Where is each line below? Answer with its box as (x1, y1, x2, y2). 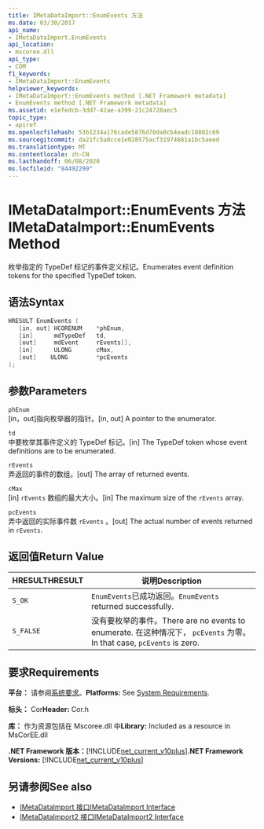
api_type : (8, 56, 41, 64)
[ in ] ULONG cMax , (18, 347, 114, 354)
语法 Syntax (8, 295, 64, 309)
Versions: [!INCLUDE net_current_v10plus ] (8, 755, 144, 765)
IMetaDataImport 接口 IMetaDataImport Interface (19, 802, 176, 812)
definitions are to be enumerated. (8, 446, 116, 456)
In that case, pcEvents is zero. (91, 637, 200, 648)
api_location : (8, 41, 55, 49)
